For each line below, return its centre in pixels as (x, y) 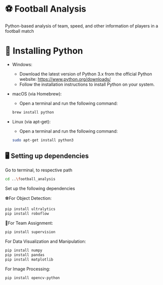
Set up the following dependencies (40, 189)
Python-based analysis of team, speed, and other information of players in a (82, 26)
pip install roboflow (27, 214)
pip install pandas (25, 255)
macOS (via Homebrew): (37, 94)
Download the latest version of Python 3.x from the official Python (86, 74)
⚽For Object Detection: (29, 198)
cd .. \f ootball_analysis (30, 179)
